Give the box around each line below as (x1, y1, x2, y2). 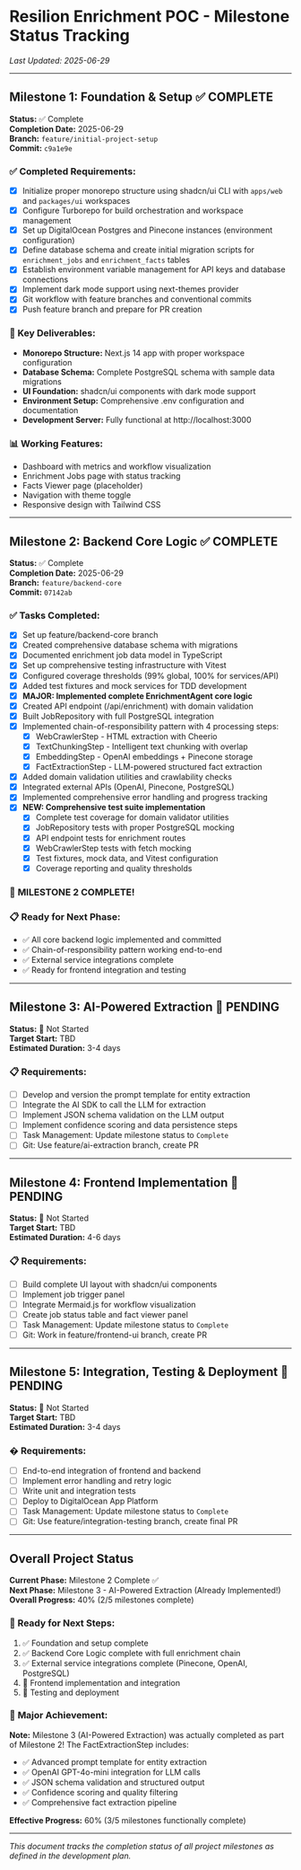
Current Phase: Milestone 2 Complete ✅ (9, 1575, 159, 1586)
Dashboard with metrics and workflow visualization (21, 461, 212, 472)
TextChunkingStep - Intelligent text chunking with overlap (35, 741, 248, 752)
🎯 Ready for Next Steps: (9, 1617, 116, 1629)
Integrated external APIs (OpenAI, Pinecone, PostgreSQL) (21, 781, 235, 792)
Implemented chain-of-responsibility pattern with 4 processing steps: (21, 720, 279, 731)
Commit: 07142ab (9, 587, 73, 597)
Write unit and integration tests (21, 1486, 136, 1496)
